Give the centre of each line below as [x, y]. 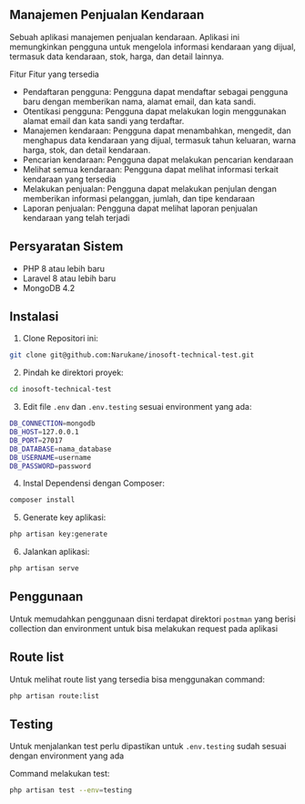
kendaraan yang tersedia [69, 179]
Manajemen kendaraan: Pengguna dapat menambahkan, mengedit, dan [157, 131]
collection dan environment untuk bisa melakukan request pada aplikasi [144, 628]
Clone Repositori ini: [60, 339]
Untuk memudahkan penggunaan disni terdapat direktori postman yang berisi [152, 619]
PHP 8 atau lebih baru [64, 268]
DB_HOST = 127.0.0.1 [44, 433]
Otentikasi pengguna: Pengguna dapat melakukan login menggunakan [154, 111]
